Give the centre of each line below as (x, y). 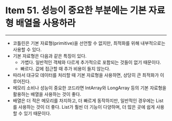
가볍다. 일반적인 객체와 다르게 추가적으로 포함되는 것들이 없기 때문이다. (91, 62)
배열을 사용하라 (46, 23)
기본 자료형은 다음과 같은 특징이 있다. (50, 56)
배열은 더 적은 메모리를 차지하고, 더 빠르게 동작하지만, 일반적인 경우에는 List (88, 101)
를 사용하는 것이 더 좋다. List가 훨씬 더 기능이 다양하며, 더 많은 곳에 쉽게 (84, 107)
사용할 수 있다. (27, 50)
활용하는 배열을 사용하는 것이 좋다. (47, 94)
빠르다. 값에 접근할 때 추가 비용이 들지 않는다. (65, 68)
